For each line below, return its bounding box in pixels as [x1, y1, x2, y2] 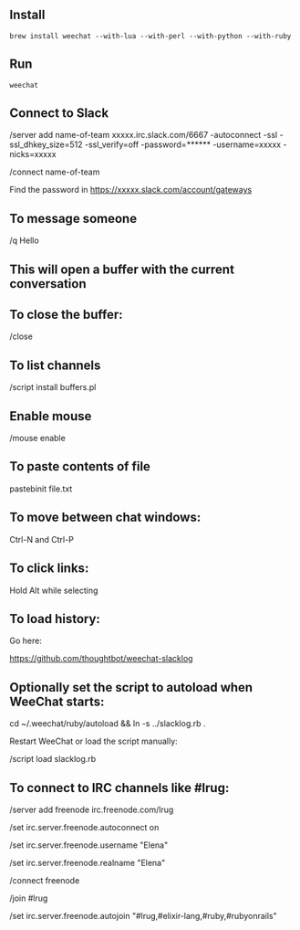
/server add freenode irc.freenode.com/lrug [9, 804, 174, 815]
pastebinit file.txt [9, 483, 73, 494]
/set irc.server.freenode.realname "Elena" [9, 857, 166, 868]
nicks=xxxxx [9, 149, 57, 160]
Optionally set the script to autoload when [9, 680, 253, 695]
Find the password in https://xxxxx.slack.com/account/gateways [9, 185, 253, 196]
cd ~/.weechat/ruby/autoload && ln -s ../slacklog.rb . [9, 718, 207, 729]
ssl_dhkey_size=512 [9, 139, 84, 150]
